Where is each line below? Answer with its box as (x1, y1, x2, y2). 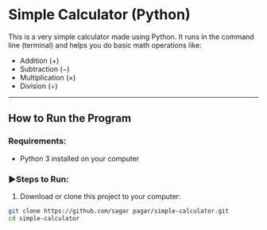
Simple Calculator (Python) (8, 6, 191, 24)
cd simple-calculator (8, 214, 80, 222)
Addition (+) (19, 56, 60, 65)
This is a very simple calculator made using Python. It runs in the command (8, 32, 254, 41)
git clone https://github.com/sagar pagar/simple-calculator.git (8, 207, 229, 215)
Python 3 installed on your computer (19, 154, 140, 163)
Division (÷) (19, 81, 58, 91)
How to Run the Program (8, 111, 132, 125)
